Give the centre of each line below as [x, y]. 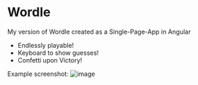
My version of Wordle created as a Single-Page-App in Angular [99, 32]
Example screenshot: [38, 74]
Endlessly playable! [46, 45]
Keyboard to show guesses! [58, 53]
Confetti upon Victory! [50, 60]
